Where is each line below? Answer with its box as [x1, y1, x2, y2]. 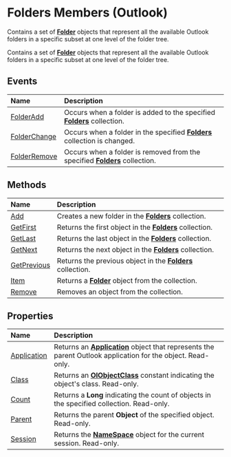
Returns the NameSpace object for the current [54, 430, 205, 440]
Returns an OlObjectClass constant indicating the [54, 370, 214, 380]
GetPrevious [10, 260, 50, 270]
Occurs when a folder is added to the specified [64, 107, 215, 117]
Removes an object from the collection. [56, 287, 184, 297]
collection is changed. [64, 136, 135, 145]
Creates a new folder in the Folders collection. [56, 211, 206, 221]
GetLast [10, 233, 36, 243]
